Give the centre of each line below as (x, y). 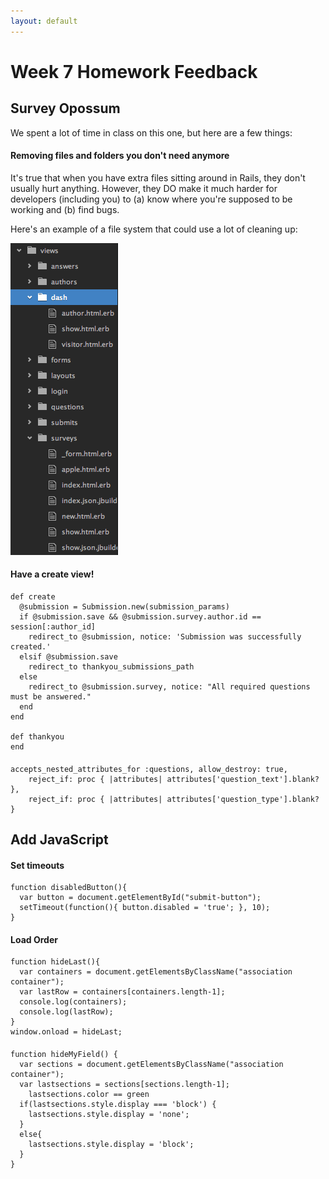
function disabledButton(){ (69, 888)
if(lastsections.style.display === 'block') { (118, 1105)
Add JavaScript (59, 840)
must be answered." (51, 697)
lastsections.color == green (89, 1095)
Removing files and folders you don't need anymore (120, 156)
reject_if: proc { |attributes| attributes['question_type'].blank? (174, 799)
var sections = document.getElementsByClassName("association (151, 1065)
